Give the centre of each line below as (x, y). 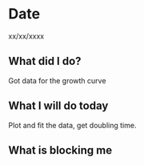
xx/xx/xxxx (26, 36)
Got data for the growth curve (57, 80)
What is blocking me (60, 150)
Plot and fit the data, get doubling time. (72, 125)
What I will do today (58, 106)
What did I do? (45, 61)
